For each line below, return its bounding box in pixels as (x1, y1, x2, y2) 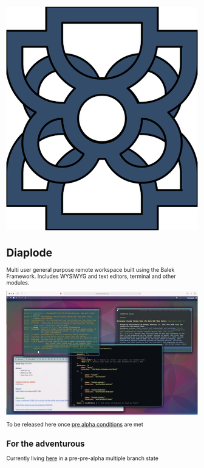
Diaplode (6, 246, 53, 260)
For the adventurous (6, 438, 85, 448)
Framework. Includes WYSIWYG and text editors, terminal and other (6, 272, 176, 280)
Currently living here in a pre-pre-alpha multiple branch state (6, 455, 159, 462)
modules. (6, 279, 30, 286)
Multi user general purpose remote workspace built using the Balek (6, 266, 175, 274)
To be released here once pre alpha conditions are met (6, 421, 144, 428)
